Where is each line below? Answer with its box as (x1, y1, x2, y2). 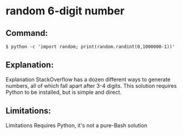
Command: (5, 28, 49, 38)
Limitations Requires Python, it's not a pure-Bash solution (5, 121, 148, 129)
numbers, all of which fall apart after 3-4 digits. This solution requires (5, 82, 177, 89)
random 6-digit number (5, 4, 125, 18)
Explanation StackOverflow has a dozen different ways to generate (5, 76, 171, 83)
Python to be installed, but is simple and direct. (5, 88, 122, 96)
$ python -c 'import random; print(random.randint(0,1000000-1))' (5, 44, 175, 50)
